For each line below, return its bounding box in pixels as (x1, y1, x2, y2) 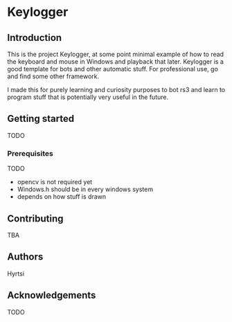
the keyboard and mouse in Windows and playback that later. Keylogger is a (7, 57, 224, 66)
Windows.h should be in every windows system (17, 185, 154, 194)
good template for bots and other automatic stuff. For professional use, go (7, 65, 218, 73)
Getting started (7, 113, 75, 125)
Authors (7, 251, 44, 263)
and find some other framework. (7, 72, 100, 80)
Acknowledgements (7, 289, 96, 301)
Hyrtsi (7, 269, 25, 278)
